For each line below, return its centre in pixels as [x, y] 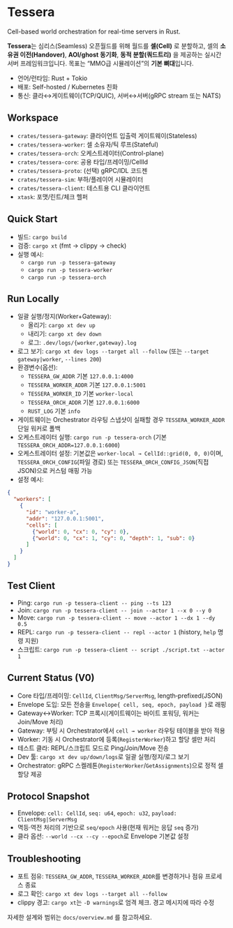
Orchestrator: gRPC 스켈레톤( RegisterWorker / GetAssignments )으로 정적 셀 [120, 765]
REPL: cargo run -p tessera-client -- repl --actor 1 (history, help [116, 631]
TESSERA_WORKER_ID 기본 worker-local [81, 394]
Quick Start [32, 219]
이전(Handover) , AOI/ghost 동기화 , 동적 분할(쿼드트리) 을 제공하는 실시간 [121, 54]
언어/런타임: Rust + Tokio [52, 78]
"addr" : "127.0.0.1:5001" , [65, 518]
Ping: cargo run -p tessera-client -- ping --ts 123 [94, 603]
